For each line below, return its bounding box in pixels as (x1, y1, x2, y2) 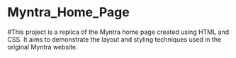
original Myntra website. (7, 42, 78, 51)
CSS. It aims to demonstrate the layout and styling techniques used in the (7, 35, 222, 43)
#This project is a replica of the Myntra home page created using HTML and (7, 28, 230, 36)
